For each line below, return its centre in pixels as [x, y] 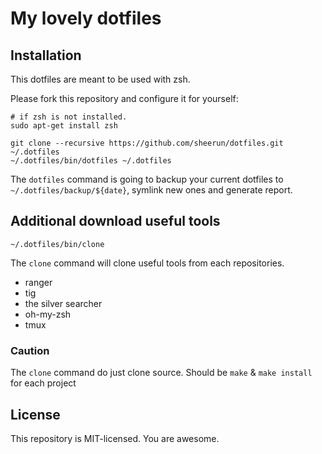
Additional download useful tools [115, 221]
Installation [46, 55]
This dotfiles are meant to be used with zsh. [100, 79]
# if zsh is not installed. [69, 117]
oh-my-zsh [48, 314]
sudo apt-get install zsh [64, 126]
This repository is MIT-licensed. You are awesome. [115, 438]
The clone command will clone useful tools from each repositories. [147, 263]
